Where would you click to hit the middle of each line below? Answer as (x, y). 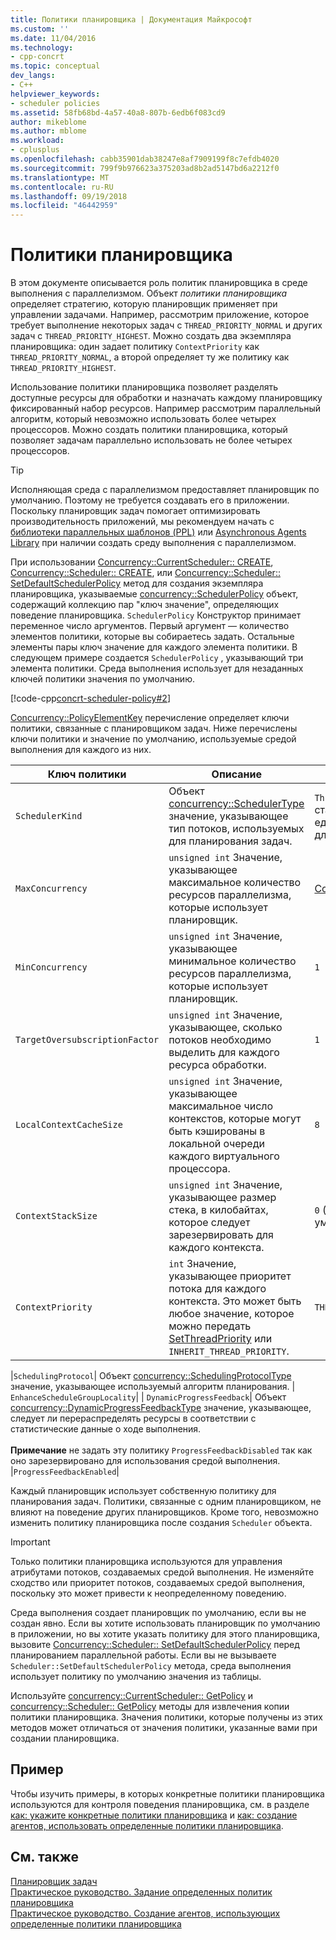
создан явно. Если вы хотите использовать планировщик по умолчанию (165, 1623)
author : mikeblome (48, 122)
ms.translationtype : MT (60, 177)
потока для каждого (217, 1289)
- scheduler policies (55, 103)
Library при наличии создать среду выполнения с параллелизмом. (153, 543)
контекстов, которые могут (235, 1119)
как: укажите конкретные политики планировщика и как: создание (154, 1815)
